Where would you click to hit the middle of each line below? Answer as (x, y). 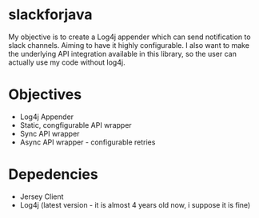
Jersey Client (42, 196)
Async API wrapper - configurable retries (88, 142)
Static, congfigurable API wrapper (76, 125)
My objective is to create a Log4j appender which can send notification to (129, 37)
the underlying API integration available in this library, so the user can (123, 54)
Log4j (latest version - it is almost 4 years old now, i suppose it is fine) (135, 204)
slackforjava (50, 15)
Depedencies (53, 174)
